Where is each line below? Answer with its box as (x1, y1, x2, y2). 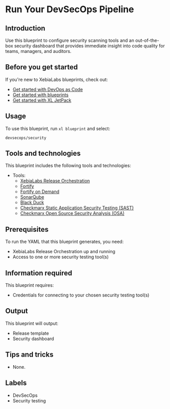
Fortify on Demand (20, 188, 59, 195)
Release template (12, 330, 49, 336)
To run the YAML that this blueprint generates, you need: (5, 238, 124, 245)
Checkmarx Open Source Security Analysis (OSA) (20, 210, 125, 216)
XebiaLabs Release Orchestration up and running (12, 249, 116, 255)
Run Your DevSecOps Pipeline (5, 4, 134, 15)
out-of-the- (135, 37, 159, 43)
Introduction (5, 24, 46, 33)
